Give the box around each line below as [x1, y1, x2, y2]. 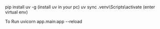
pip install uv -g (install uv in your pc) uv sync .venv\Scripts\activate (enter [5, 4, 156, 10]
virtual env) [5, 9, 28, 15]
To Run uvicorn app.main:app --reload [5, 19, 82, 24]
